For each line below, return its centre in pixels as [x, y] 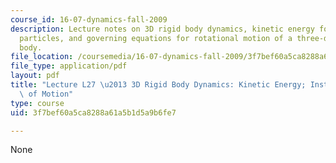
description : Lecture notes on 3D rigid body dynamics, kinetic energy [162, 29]
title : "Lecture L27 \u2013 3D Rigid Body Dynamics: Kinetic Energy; [158, 85]
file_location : [42, 57]
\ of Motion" [46, 94]
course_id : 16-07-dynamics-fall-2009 [89, 19]
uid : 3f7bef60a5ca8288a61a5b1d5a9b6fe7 [93, 112]
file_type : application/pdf [69, 66]
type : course [37, 103]
